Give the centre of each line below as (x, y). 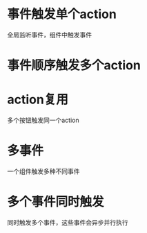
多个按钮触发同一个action (43, 120)
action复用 (38, 100)
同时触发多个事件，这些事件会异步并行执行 (68, 222)
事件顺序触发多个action (74, 66)
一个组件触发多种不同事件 (43, 171)
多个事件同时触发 (56, 202)
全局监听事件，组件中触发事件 (49, 35)
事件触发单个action (62, 14)
